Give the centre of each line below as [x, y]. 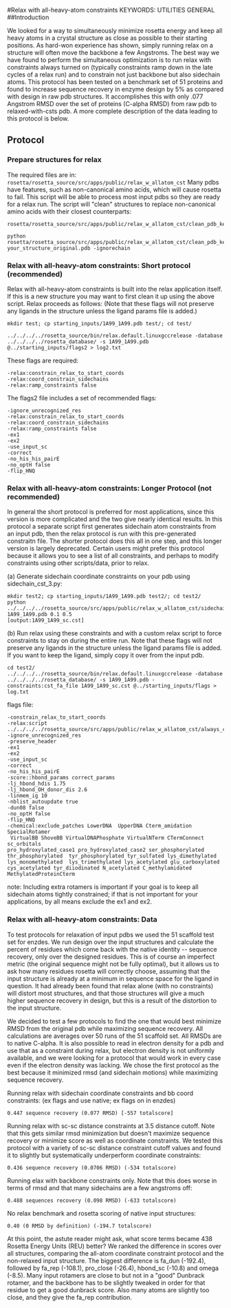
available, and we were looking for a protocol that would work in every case [114, 1058]
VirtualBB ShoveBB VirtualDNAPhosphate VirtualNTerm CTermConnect [107, 838]
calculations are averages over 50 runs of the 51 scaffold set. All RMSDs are [114, 1036]
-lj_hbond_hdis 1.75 [37, 784]
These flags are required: [43, 360]
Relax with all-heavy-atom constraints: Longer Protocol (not [109, 488]
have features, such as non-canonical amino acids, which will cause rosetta [114, 190]
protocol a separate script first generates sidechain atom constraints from [112, 527]
